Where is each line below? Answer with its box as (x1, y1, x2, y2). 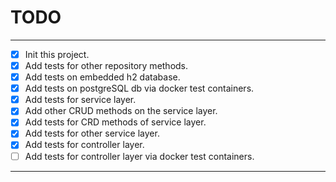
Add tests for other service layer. (24, 127, 160, 140)
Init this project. (24, 48, 90, 60)
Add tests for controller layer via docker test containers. (24, 150, 255, 162)
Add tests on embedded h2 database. (24, 71, 181, 83)
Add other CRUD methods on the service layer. (24, 105, 218, 117)
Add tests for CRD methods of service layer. (24, 116, 207, 128)
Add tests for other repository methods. (24, 60, 189, 71)
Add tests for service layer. (24, 94, 137, 106)
